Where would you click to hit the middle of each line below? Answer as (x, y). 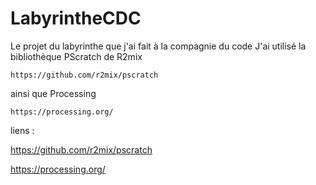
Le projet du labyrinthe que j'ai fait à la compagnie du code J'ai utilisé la (158, 46)
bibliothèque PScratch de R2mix (76, 56)
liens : (22, 130)
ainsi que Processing (53, 93)
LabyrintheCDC (76, 18)
